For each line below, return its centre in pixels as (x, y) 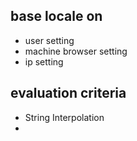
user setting (49, 40)
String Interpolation (64, 117)
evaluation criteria (68, 93)
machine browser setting (76, 51)
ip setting (44, 61)
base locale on (56, 16)
